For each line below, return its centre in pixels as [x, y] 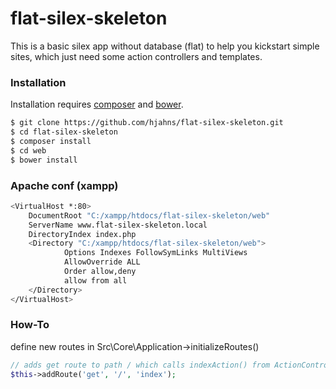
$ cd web [28, 150]
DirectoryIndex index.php [82, 234]
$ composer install [51, 141]
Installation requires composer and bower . [97, 104]
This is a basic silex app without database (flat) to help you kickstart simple [165, 46]
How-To [30, 325]
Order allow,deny [100, 272]
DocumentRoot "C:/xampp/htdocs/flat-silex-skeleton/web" [149, 215]
